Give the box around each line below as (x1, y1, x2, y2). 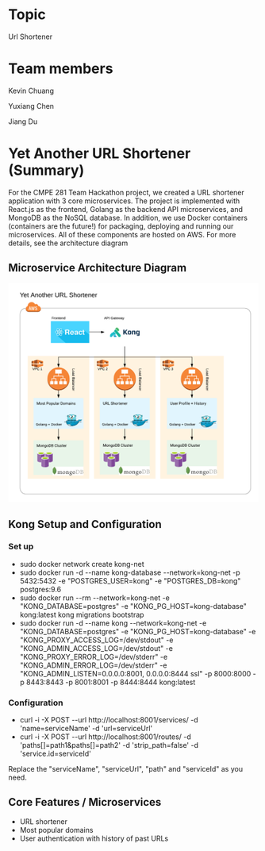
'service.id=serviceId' (19, 749, 91, 759)
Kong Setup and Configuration (8, 518, 163, 531)
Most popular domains (19, 825, 94, 834)
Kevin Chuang (8, 86, 54, 95)
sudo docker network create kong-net (19, 559, 144, 568)
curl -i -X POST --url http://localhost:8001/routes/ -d (19, 732, 192, 741)
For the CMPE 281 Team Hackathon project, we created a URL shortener (8, 187, 244, 197)
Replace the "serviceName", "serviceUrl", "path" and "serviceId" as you (8, 764, 244, 774)
